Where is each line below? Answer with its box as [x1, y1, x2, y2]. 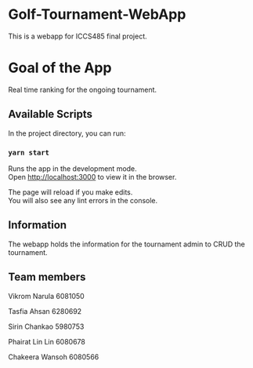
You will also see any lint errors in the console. [8, 195, 158, 205]
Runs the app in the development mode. [8, 163, 137, 173]
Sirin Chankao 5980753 [8, 322, 85, 331]
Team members [8, 271, 86, 284]
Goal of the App [8, 59, 112, 77]
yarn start [8, 148, 49, 157]
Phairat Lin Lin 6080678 [8, 337, 86, 346]
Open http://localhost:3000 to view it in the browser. [8, 172, 177, 181]
